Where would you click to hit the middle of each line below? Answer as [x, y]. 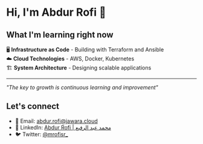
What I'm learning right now [60, 35]
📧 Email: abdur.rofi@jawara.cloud [56, 121]
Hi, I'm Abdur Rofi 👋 [56, 12]
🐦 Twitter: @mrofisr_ [41, 134]
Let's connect [33, 106]
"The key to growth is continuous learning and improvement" [82, 87]
